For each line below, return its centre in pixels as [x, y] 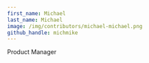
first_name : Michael [37, 13]
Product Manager [32, 52]
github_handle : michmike [43, 33]
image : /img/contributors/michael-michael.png [75, 26]
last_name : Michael [35, 20]
